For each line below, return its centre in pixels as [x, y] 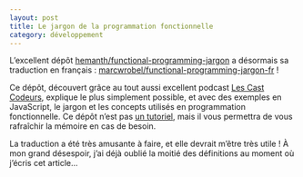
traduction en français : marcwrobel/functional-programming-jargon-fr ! [144, 70]
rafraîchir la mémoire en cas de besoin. [83, 126]
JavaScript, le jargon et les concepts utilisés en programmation [127, 107]
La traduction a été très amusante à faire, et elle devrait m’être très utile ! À [149, 144]
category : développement [56, 34]
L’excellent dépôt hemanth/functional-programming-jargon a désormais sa [149, 61]
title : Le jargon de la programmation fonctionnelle [111, 26]
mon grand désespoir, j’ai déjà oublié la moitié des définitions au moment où [152, 153]
